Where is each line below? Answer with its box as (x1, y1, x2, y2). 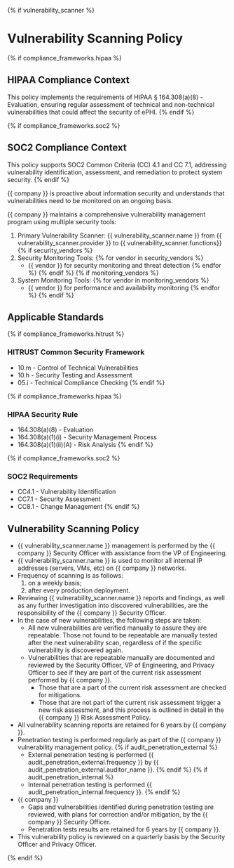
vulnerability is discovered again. (27, 646, 123, 654)
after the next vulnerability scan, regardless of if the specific (27, 639, 202, 647)
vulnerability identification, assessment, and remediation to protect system (7, 168, 223, 176)
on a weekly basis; (27, 579, 82, 588)
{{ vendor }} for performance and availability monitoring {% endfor (27, 283, 221, 292)
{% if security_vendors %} (17, 246, 93, 254)
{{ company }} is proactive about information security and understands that (7, 189, 225, 197)
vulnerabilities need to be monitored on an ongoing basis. (7, 196, 174, 205)
